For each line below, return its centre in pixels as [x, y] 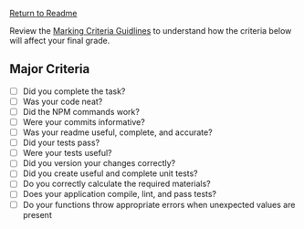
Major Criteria [50, 69]
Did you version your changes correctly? [99, 163]
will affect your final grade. [60, 41]
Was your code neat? [63, 101]
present [37, 214]
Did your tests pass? [61, 143]
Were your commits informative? [84, 122]
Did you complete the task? [74, 91]
